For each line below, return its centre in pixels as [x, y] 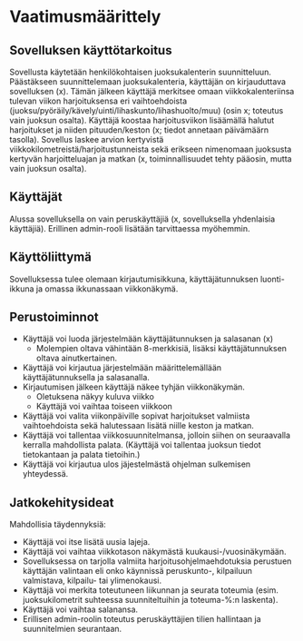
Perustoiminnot [54, 317]
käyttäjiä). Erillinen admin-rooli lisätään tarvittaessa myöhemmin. [130, 228]
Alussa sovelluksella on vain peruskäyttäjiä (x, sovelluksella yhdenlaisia [142, 219]
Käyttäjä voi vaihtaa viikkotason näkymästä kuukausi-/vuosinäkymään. [155, 552]
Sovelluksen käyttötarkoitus [91, 50]
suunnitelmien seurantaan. [72, 629]
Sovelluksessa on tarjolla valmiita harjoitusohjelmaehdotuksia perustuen [157, 561]
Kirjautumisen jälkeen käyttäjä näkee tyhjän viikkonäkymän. [133, 387]
